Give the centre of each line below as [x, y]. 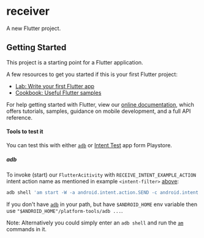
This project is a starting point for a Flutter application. [75, 62]
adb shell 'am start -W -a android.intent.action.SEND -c [82, 192]
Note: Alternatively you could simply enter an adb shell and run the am [95, 223]
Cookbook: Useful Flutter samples [58, 93]
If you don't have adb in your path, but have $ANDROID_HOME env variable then [102, 204]
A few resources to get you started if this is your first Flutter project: [92, 74]
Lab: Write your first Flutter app [55, 86]
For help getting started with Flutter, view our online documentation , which [100, 104]
